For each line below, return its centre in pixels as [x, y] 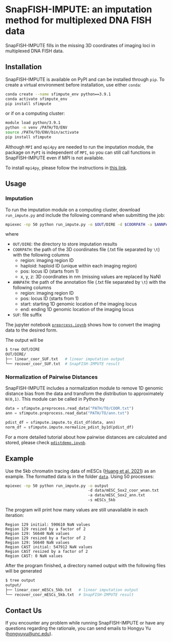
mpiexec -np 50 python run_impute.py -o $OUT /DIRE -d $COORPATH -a [79, 224]
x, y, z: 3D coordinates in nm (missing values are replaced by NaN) [91, 277]
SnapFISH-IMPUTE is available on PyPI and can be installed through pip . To [85, 79]
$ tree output [20, 581]
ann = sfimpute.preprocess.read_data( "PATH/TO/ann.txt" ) [67, 413]
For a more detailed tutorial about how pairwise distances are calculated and [86, 437]
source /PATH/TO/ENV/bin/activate [42, 132]
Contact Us [24, 610]
